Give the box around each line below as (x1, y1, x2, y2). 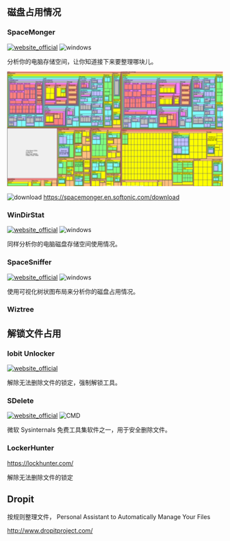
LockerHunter (7, 444, 55, 453)
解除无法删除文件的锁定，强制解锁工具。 (7, 378, 121, 387)
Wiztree (7, 305, 34, 314)
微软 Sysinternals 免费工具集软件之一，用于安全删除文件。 (7, 426, 171, 434)
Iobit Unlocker (7, 349, 55, 358)
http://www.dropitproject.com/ (7, 526, 93, 534)
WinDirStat (7, 210, 44, 220)
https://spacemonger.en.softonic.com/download (43, 193, 180, 201)
